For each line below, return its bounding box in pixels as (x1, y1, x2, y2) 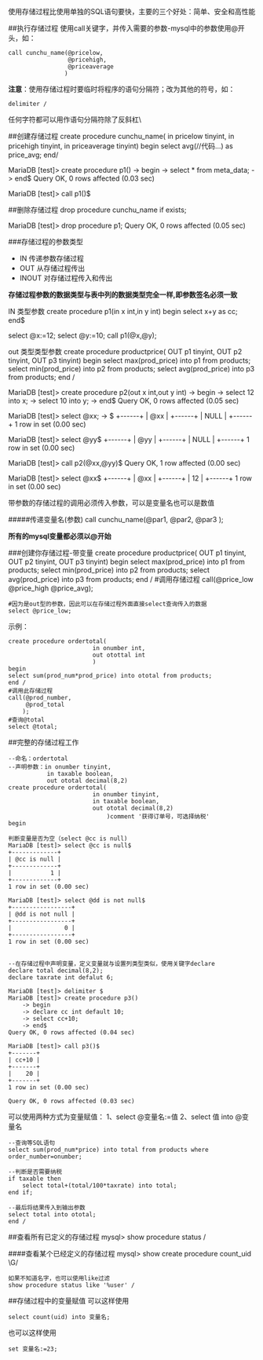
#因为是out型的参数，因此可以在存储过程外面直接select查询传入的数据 (8, 600, 207, 608)
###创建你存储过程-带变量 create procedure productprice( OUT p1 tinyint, (8, 548, 247, 558)
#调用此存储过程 (8, 687, 53, 695)
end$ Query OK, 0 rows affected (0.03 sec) (14, 174, 155, 183)
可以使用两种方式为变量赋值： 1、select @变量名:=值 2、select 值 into (8, 1112, 234, 1121)
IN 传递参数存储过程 (19, 254, 85, 263)
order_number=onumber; (8, 1153, 82, 1161)
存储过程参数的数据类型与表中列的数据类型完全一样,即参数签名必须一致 (8, 290, 238, 299)
